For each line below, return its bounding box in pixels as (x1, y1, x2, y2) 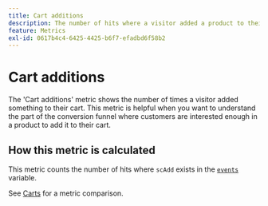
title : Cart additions (8, 11, 84, 20)
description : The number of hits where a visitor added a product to (8, 19, 245, 27)
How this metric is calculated (8, 143, 156, 156)
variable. (8, 173, 37, 182)
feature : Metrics (8, 26, 66, 34)
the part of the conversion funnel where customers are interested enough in (8, 112, 258, 121)
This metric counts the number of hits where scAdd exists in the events (8, 164, 239, 174)
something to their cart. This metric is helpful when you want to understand (8, 103, 256, 113)
